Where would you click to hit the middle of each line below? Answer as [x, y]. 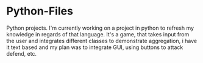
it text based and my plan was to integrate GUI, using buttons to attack [95, 47]
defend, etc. [22, 53]
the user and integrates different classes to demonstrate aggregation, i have [101, 41]
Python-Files [40, 11]
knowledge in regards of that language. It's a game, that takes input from [98, 34]
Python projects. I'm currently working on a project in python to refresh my [100, 28]
